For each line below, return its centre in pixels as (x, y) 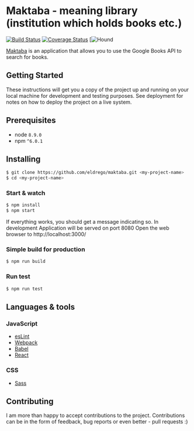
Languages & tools (40, 307)
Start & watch (26, 193)
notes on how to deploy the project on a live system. (69, 102)
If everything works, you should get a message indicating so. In (82, 222)
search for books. (27, 57)
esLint (22, 336)
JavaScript (22, 323)
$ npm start (20, 211)
